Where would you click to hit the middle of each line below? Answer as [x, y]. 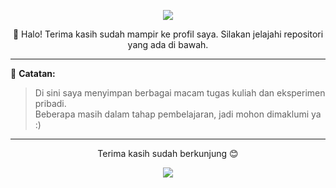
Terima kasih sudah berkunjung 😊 [168, 153]
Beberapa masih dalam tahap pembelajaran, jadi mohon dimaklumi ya [178, 114]
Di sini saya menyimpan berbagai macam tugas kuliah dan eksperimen [180, 93]
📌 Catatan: [33, 73]
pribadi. [50, 103]
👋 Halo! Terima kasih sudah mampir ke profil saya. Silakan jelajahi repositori [168, 34]
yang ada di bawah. [168, 44]
